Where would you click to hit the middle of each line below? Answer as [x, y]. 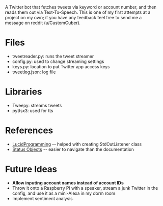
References [29, 131]
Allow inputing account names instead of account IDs [68, 183]
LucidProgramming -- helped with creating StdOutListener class [77, 144]
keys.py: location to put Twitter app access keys [61, 66]
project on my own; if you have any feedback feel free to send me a [73, 17]
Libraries [24, 92]
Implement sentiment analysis [42, 198]
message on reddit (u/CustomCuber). [43, 23]
